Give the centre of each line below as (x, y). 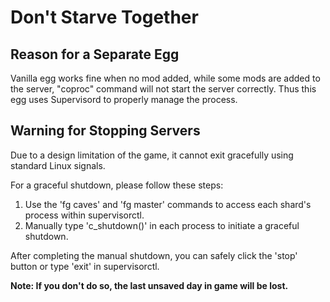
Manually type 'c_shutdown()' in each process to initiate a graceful (162, 225)
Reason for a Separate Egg (95, 54)
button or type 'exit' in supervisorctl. (85, 266)
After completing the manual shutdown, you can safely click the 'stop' (154, 255)
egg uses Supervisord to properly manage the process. (124, 99)
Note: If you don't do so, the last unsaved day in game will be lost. (149, 285)
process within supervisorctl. (84, 215)
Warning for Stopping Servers (105, 131)
